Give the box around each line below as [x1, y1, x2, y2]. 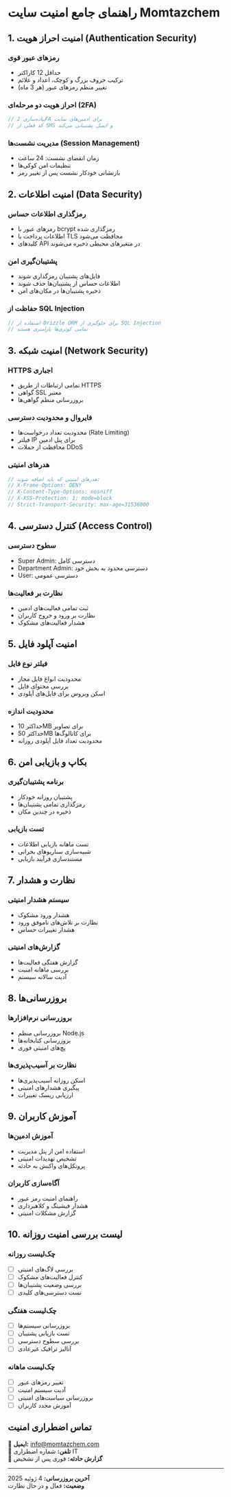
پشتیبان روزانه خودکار [17, 792, 73, 801]
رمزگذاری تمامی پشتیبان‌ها [17, 800, 85, 808]
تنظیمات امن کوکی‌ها [17, 161, 71, 170]
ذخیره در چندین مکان [17, 807, 71, 815]
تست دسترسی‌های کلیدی [17, 1288, 82, 1296]
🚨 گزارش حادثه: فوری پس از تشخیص [8, 1454, 103, 1463]
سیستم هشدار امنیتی [8, 895, 69, 905]
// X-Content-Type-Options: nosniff [8, 488, 112, 495]
